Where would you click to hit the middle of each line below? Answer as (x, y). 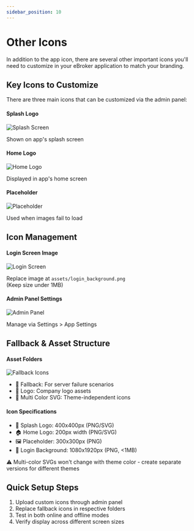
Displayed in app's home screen (47, 179)
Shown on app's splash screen (45, 139)
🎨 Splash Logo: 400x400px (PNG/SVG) (65, 425)
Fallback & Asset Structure (58, 343)
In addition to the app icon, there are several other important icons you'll (97, 59)
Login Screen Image (32, 253)
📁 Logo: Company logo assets (53, 391)
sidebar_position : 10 (34, 12)
